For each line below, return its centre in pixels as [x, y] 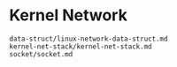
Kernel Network [69, 15]
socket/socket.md [41, 54]
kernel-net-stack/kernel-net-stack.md [81, 46]
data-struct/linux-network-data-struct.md [88, 39]
